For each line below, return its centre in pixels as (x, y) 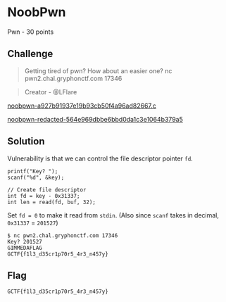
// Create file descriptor (47, 190)
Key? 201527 (25, 241)
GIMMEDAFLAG (25, 248)
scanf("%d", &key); (36, 177)
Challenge (30, 54)
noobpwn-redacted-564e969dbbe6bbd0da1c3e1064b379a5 (95, 119)
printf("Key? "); (33, 171)
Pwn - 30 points (31, 32)
